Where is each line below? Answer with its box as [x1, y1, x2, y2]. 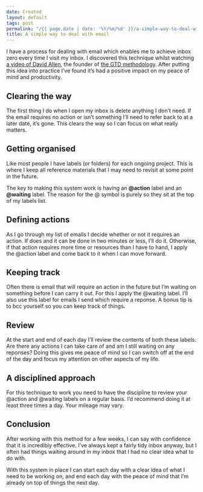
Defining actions [6, 215, 70, 225]
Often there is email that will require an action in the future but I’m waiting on [6, 283, 196, 290]
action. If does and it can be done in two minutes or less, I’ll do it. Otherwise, [6, 237, 197, 244]
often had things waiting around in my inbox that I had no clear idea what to [6, 448, 195, 455]
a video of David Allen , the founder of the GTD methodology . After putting [6, 61, 190, 68]
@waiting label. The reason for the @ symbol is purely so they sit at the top [6, 191, 195, 198]
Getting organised [6, 144, 76, 154]
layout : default [6, 14, 47, 21]
